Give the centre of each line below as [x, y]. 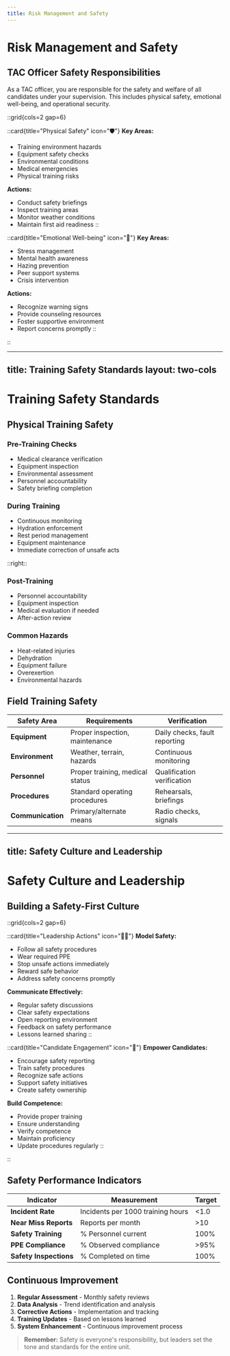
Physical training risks [48, 176]
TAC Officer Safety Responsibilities [84, 73]
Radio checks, [178, 811]
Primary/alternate [98, 811]
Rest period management [53, 535]
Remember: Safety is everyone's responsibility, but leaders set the [118, 1340]
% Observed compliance [120, 1245]
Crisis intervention [43, 280]
